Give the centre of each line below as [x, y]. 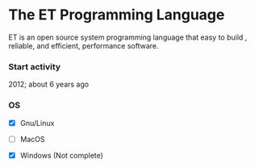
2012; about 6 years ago [49, 84]
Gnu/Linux [37, 123]
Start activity [35, 66]
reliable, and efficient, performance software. [84, 45]
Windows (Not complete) [61, 155]
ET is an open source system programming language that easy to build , [128, 37]
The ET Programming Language [117, 15]
